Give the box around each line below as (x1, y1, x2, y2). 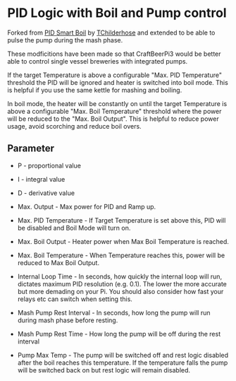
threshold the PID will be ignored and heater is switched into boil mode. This (7, 78, 229, 86)
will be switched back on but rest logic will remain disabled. (17, 365, 191, 374)
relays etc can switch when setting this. (17, 295, 132, 303)
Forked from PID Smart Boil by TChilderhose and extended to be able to (7, 28, 216, 37)
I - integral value (17, 175, 66, 183)
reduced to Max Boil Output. (17, 258, 100, 266)
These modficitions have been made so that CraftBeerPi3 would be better (7, 49, 221, 58)
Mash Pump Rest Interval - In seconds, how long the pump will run (17, 308, 211, 317)
